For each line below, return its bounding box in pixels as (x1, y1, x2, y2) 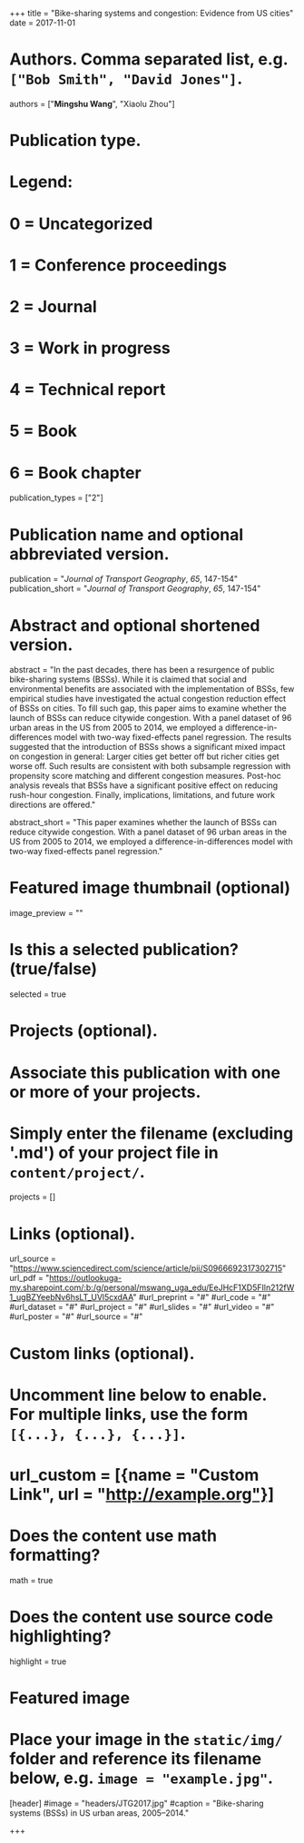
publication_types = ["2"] (9, 492, 103, 503)
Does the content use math (9, 1525, 218, 1546)
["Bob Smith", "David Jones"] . (9, 68, 243, 89)
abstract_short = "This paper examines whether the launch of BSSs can (9, 817, 277, 828)
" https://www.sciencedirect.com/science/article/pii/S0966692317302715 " (9, 1263, 287, 1274)
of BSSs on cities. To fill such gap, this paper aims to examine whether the (9, 703, 288, 714)
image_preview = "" (9, 908, 83, 919)
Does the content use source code (9, 1607, 274, 1628)
